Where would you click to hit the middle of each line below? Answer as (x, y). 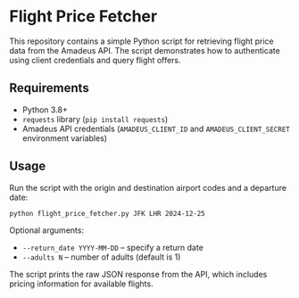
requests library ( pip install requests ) (95, 119)
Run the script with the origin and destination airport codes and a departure (148, 187)
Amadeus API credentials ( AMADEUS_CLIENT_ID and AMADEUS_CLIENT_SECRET (156, 128)
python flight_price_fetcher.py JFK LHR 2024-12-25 (107, 213)
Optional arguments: (47, 230)
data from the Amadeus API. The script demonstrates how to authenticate (145, 50)
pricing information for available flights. (81, 284)
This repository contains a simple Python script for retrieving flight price (141, 41)
